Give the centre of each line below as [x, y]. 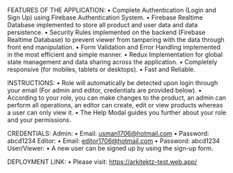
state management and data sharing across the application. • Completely [112, 62]
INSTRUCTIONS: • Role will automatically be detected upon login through [113, 83]
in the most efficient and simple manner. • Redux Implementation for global [115, 54]
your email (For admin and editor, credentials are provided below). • [105, 90]
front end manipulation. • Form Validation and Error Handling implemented [114, 47]
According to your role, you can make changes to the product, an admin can [117, 98]
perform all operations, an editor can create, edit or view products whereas [115, 105]
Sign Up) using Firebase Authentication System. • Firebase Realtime [105, 17]
